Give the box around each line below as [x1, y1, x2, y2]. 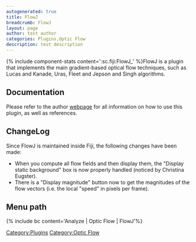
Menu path [6, 202, 47, 212]
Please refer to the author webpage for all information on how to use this [6, 103, 183, 110]
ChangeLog [6, 126, 50, 136]
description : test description [6, 42, 83, 48]
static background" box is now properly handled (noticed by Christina [14, 166, 184, 173]
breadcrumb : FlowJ [6, 19, 51, 25]
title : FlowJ [6, 14, 38, 20]
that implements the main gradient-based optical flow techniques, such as [6, 64, 187, 71]
